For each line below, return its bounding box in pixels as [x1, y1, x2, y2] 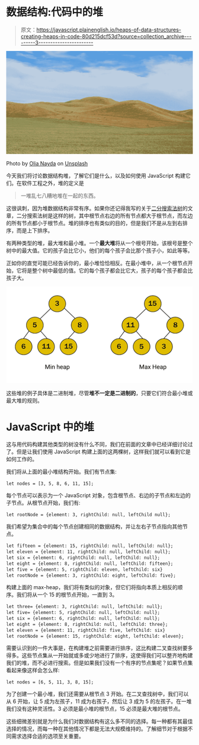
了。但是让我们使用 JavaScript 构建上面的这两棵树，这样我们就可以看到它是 [6, 448, 191, 455]
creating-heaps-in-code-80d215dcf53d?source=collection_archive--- [20, 33, 192, 40]
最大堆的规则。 [6, 397, 43, 404]
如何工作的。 [6, 456, 37, 463]
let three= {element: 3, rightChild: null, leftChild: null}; [6, 604, 163, 610]
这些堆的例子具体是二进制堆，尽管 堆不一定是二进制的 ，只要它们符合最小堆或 [6, 389, 193, 397]
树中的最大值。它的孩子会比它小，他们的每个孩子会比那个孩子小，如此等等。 [6, 247, 193, 254]
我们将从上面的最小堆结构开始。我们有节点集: [6, 468, 117, 475]
